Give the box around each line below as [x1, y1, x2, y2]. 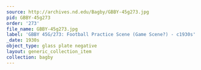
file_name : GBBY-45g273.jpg [6, 26, 78, 32]
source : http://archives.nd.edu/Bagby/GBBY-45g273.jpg [6, 9, 150, 15]
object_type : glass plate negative [6, 43, 97, 49]
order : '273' [6, 20, 40, 26]
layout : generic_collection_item [6, 49, 92, 55]
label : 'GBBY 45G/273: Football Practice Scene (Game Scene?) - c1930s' [6, 32, 196, 38]
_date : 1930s [6, 37, 40, 43]
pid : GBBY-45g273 [6, 15, 51, 21]
